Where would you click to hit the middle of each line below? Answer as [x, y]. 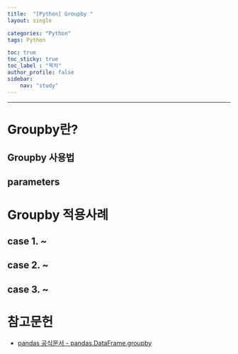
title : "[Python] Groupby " [50, 14]
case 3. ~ [28, 289]
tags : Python [27, 40]
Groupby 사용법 [41, 158]
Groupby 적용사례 [58, 215]
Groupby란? [43, 129]
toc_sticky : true [33, 59]
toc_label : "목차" [35, 66]
